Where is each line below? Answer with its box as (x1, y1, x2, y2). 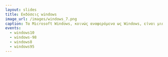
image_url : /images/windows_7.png (5, 16, 77, 21)
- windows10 (9, 30, 35, 35)
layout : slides (5, 7, 37, 12)
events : (5, 26, 21, 31)
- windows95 (9, 44, 35, 49)
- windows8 (9, 40, 32, 45)
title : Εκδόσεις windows (5, 12, 57, 17)
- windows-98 (9, 35, 37, 40)
